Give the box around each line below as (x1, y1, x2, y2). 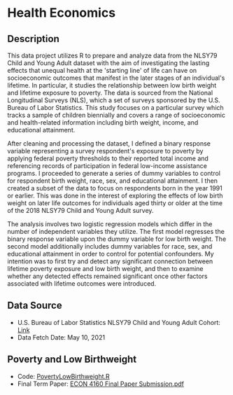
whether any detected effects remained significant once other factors (7, 272, 208, 280)
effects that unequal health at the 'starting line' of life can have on (7, 67, 197, 74)
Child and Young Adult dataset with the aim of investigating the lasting (7, 59, 210, 67)
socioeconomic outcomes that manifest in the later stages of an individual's (7, 74, 225, 82)
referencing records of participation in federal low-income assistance (7, 162, 208, 169)
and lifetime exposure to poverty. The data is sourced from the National (7, 89, 213, 97)
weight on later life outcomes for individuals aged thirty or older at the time (7, 199, 223, 207)
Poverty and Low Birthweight (7, 354, 137, 366)
